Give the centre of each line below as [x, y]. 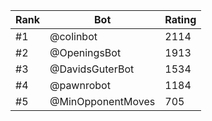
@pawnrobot [80, 85]
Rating [180, 19]
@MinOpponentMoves [102, 101]
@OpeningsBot [85, 52]
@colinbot [73, 36]
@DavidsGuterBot [92, 69]
